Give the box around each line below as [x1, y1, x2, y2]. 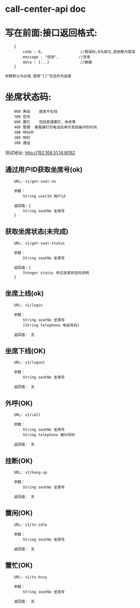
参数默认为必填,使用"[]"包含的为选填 [5, 74, 71, 79]
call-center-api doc [5, 3, 86, 15]
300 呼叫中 [14, 130, 34, 135]
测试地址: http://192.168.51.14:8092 [5, 150, 75, 156]
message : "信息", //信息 [23, 55, 91, 60]
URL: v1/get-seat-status [14, 240, 65, 246]
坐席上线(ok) [5, 289, 44, 298]
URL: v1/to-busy [14, 574, 48, 579]
